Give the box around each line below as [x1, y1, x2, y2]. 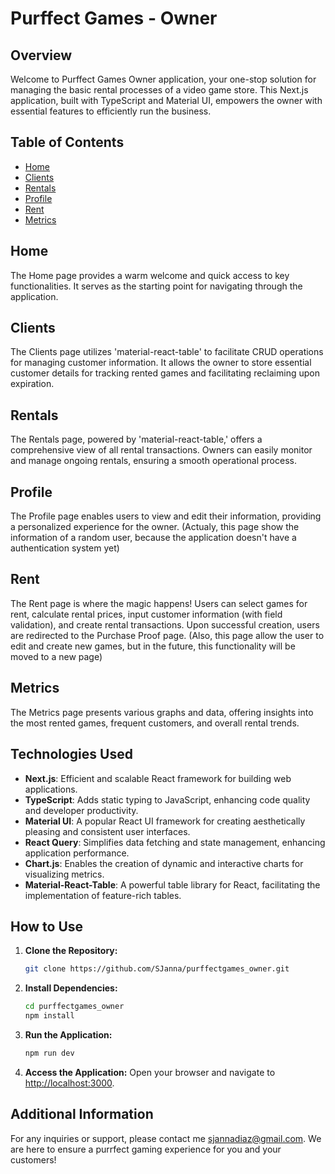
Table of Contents [10, 134, 125, 151]
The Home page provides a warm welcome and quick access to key [10, 269, 290, 281]
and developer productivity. [24, 804, 139, 816]
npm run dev [24, 1048, 75, 1058]
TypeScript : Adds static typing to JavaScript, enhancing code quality [24, 793, 311, 806]
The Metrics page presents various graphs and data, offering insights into [10, 706, 314, 718]
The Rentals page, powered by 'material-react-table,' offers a [10, 433, 263, 446]
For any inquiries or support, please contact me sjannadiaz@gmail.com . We [10, 1132, 322, 1144]
